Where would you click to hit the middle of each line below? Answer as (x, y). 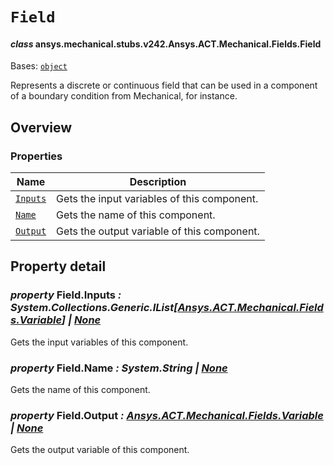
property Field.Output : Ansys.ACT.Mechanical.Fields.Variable (167, 415)
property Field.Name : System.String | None (119, 368)
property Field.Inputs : (66, 295)
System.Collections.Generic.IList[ (94, 308)
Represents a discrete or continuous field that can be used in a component (164, 85)
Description (158, 182)
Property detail (58, 266)
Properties (36, 156)
